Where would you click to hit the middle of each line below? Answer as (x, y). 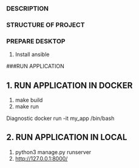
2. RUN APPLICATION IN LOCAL (67, 137)
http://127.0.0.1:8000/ (41, 158)
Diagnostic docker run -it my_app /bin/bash (60, 118)
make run (27, 106)
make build (29, 100)
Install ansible (32, 54)
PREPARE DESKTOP (36, 41)
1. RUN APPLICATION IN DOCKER (69, 86)
